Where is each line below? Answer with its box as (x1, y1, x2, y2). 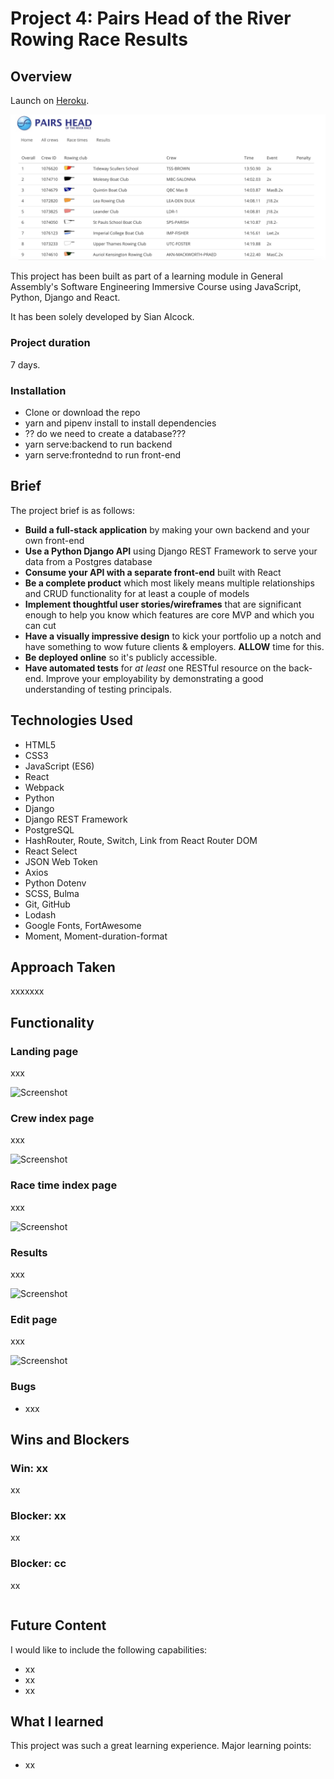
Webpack (24, 781, 65, 793)
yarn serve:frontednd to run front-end (24, 448, 182, 461)
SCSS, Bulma (24, 887, 80, 899)
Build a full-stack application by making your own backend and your (24, 523, 310, 536)
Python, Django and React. (10, 292, 121, 304)
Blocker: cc (10, 1557, 67, 1571)
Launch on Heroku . (10, 95, 90, 106)
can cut (24, 619, 57, 631)
